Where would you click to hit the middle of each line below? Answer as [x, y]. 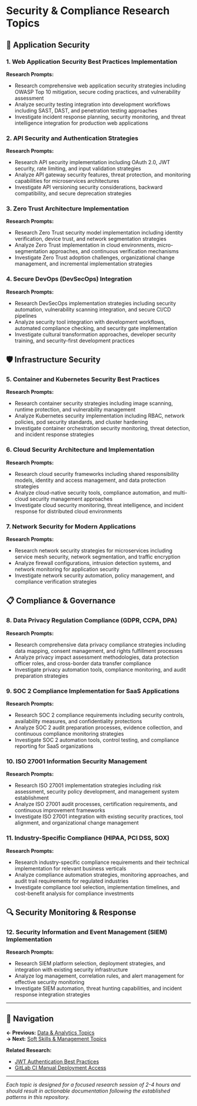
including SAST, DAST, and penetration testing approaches [86, 110]
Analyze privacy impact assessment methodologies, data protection [96, 657]
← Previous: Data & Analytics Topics [50, 1033]
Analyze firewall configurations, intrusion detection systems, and [93, 563]
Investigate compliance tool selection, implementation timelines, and [97, 887]
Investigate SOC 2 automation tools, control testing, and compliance [97, 740]
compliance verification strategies [55, 582]
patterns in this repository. [38, 1097]
